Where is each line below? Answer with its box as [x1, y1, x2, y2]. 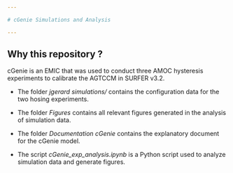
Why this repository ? [7, 48, 104, 60]
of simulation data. [17, 116, 71, 124]
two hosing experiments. [17, 95, 89, 103]
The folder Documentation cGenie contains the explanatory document [17, 130, 220, 138]
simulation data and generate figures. [17, 158, 126, 166]
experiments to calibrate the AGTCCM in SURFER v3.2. [7, 74, 165, 82]
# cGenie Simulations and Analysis [7, 16, 111, 23]
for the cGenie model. [17, 137, 80, 145]
